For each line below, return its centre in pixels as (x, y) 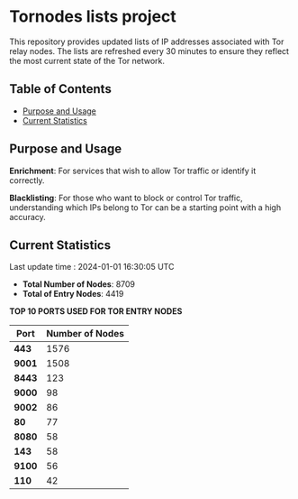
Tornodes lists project (93, 17)
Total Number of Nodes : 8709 (79, 284)
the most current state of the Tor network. (87, 60)
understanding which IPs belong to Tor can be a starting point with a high (145, 207)
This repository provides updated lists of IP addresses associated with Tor (147, 42)
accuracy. (28, 217)
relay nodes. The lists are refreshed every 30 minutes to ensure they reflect (149, 51)
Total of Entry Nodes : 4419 (73, 294)
